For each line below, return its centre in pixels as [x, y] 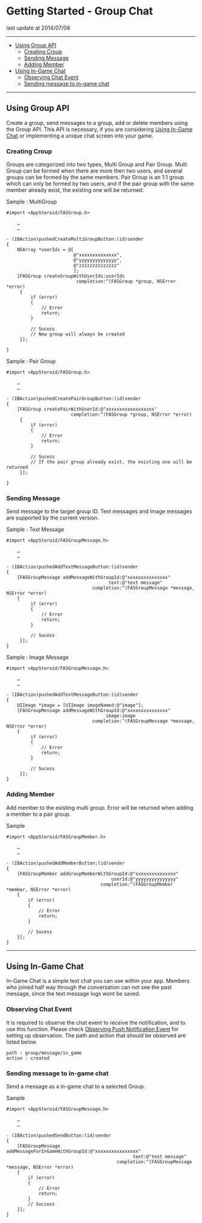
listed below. [22, 1041]
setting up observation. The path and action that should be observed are [96, 1035]
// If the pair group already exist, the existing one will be [111, 462]
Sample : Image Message [38, 657]
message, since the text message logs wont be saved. [73, 994]
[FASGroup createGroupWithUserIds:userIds [71, 276]
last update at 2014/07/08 [38, 28]
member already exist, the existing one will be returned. [75, 190]
